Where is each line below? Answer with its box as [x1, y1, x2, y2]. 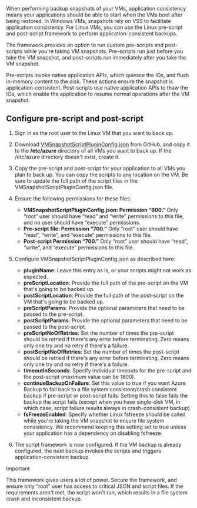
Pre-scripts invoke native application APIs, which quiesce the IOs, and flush [6, 72, 189, 78]
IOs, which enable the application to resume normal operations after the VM [6, 91, 190, 97]
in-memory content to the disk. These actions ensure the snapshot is [6, 78, 173, 85]
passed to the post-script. [23, 323, 86, 330]
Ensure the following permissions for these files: [14, 194, 132, 202]
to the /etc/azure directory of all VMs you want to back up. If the [14, 147, 172, 154]
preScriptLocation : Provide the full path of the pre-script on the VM [23, 279, 188, 286]
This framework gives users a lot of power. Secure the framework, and [6, 476, 178, 483]
